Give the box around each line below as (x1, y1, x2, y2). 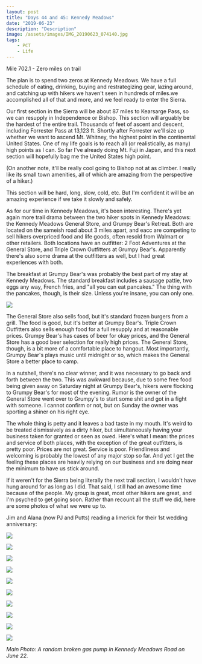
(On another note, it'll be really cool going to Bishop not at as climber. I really (6, 164, 197, 171)
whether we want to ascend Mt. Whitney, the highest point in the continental (6, 133, 196, 140)
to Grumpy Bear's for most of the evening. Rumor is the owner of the (6, 389, 177, 396)
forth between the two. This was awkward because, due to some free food (6, 376, 192, 383)
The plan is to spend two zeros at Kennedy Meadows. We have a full (6, 76, 177, 84)
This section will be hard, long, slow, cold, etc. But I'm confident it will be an (6, 189, 195, 196)
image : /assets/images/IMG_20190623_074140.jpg (6, 31, 128, 38)
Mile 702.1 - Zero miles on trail (6, 65, 81, 72)
